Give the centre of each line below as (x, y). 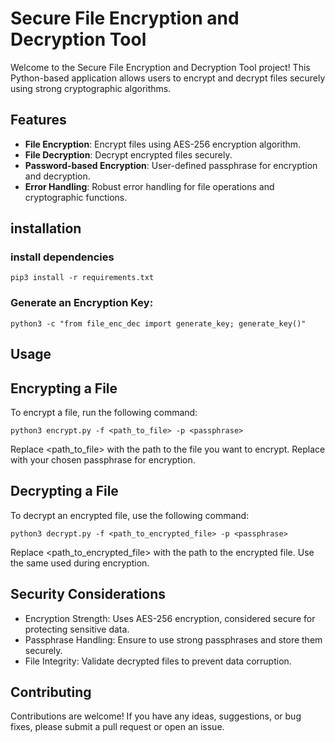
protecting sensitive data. (77, 629)
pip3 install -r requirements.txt (82, 278)
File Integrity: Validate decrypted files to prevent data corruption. (158, 661)
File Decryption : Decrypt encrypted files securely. (128, 154)
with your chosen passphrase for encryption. (103, 459)
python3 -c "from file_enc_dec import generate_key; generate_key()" (158, 323)
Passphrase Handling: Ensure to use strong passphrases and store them (173, 639)
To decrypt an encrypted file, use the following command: (130, 515)
